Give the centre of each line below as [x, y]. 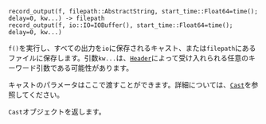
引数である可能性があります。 [84, 68]
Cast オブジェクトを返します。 [57, 112]
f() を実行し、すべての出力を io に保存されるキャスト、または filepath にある [132, 48]
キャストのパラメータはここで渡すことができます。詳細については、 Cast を [130, 85]
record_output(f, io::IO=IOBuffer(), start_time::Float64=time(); [121, 25]
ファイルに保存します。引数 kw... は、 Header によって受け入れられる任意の [129, 58]
